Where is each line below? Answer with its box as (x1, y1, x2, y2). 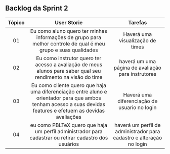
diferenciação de (117, 97, 158, 105)
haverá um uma (119, 58, 156, 65)
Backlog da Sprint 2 (5, 4, 68, 13)
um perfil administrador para (34, 128, 103, 135)
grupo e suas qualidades (39, 46, 98, 54)
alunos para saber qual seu (36, 67, 101, 74)
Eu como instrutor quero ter (36, 55, 102, 62)
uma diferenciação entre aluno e (30, 88, 107, 95)
